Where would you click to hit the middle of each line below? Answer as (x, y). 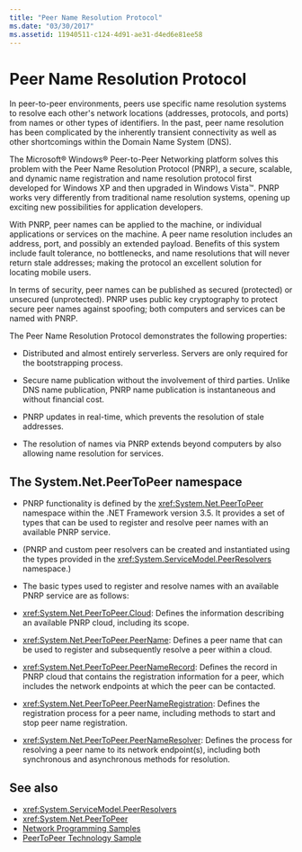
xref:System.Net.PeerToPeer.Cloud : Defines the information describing (153, 614)
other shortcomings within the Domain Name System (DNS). (120, 142)
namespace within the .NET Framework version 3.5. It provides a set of (153, 513)
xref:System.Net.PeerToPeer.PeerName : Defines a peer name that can (152, 641)
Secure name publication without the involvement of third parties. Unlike (156, 381)
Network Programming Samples (81, 828)
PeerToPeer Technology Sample (82, 838)
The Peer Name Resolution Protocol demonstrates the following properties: (148, 336)
